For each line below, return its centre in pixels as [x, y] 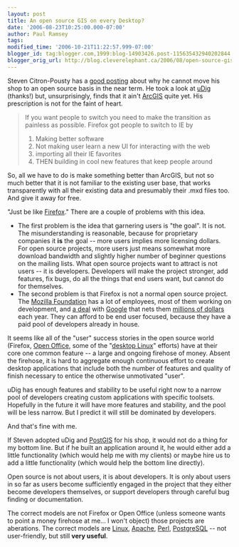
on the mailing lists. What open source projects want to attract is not [118, 263]
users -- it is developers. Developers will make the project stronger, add [123, 271]
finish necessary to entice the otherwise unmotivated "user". [96, 376]
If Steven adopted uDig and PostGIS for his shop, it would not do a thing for [118, 440]
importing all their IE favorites [79, 153]
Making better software [70, 138]
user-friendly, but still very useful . [58, 536]
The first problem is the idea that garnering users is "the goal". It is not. [122, 225]
